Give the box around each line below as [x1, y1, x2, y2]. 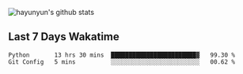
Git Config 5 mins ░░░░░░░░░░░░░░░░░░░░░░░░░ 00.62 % [8, 57, 236, 66]
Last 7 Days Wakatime [8, 30, 120, 43]
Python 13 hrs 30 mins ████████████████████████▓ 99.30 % [8, 51, 236, 59]
